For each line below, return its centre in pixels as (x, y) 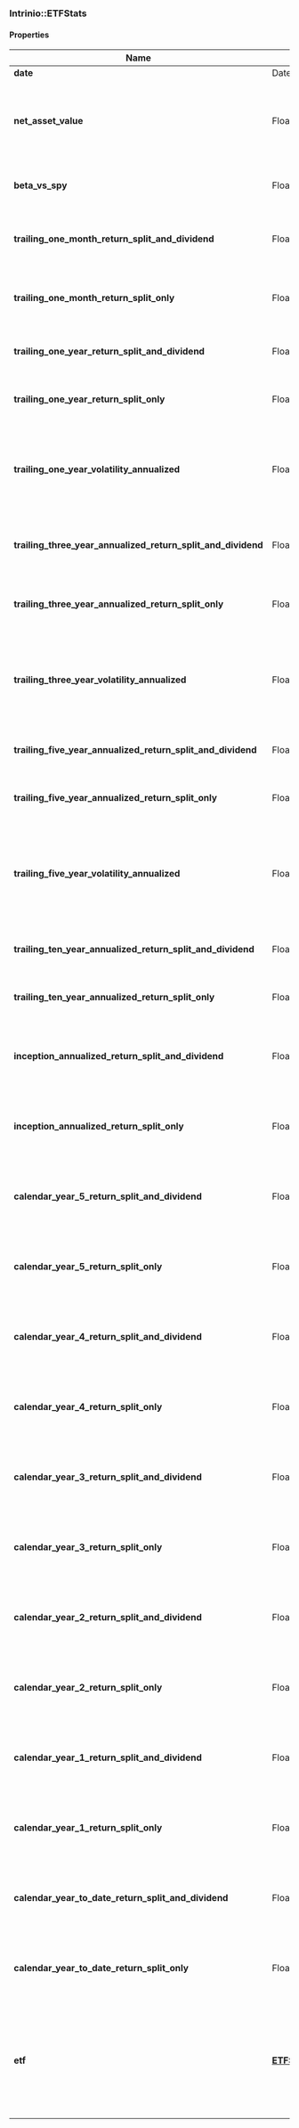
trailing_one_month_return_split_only (94, 298)
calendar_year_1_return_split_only (88, 1828)
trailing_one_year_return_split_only (89, 399)
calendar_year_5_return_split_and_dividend (108, 1196)
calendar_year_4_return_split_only (88, 1407)
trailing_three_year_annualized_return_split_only (119, 604)
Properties (29, 35)
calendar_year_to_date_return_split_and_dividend (121, 1898)
